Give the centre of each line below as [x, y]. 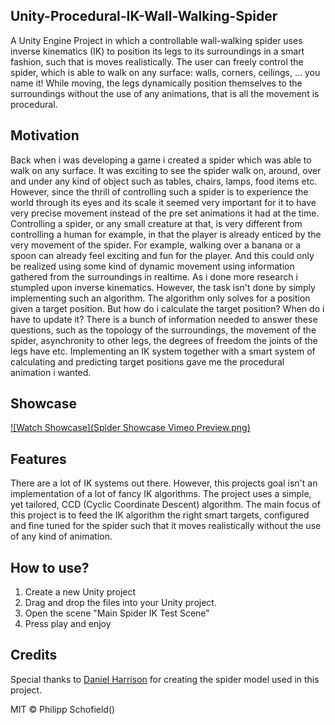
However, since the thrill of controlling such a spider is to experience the [159, 191]
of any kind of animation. [61, 536]
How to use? [50, 567]
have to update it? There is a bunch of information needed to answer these [164, 319]
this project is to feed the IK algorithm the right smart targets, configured [160, 515]
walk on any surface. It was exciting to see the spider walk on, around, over [166, 170]
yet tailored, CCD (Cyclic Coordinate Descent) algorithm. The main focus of [165, 505]
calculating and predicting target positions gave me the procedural [147, 361]
